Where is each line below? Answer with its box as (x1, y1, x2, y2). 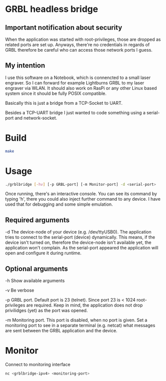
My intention (5, 61, 46, 70)
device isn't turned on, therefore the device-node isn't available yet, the (5, 239, 152, 245)
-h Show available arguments (5, 278, 65, 284)
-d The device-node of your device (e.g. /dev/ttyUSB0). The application (5, 229, 152, 235)
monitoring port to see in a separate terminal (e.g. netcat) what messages (5, 322, 156, 328)
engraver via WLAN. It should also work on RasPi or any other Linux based (5, 85, 157, 91)
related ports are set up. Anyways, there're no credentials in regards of (5, 42, 150, 48)
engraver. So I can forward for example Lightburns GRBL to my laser (5, 79, 145, 85)
